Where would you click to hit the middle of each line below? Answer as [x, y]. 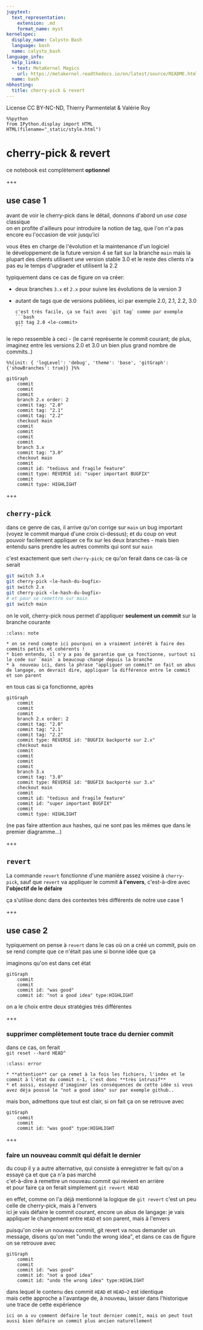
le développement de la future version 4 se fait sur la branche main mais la [99, 253]
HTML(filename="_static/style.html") [54, 129]
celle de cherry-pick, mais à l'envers [52, 1206]
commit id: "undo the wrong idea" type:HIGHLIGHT [81, 1280]
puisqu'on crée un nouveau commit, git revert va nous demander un [91, 1230]
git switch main [27, 604]
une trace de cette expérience [44, 1304]
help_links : [27, 62]
